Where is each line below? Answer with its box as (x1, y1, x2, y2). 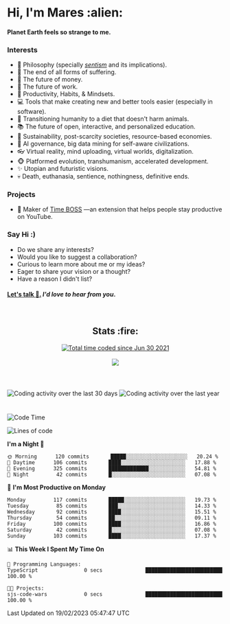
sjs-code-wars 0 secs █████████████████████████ (7, 591, 223, 598)
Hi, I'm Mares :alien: (7, 5, 124, 21)
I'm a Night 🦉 (7, 440, 45, 448)
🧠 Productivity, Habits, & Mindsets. (16, 90, 115, 98)
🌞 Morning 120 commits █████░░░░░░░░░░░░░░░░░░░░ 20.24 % (7, 453, 218, 461)
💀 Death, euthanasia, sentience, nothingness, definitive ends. (16, 172, 190, 181)
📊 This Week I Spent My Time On (7, 545, 104, 553)
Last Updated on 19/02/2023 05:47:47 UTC (7, 609, 130, 617)
